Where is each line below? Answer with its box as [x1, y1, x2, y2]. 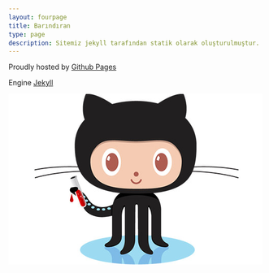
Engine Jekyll [8, 78, 54, 88]
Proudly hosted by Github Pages [8, 62, 117, 72]
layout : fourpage [8, 13, 67, 21]
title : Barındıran [8, 21, 71, 30]
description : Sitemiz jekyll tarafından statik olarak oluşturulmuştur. [8, 39, 260, 47]
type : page [8, 30, 46, 38]
